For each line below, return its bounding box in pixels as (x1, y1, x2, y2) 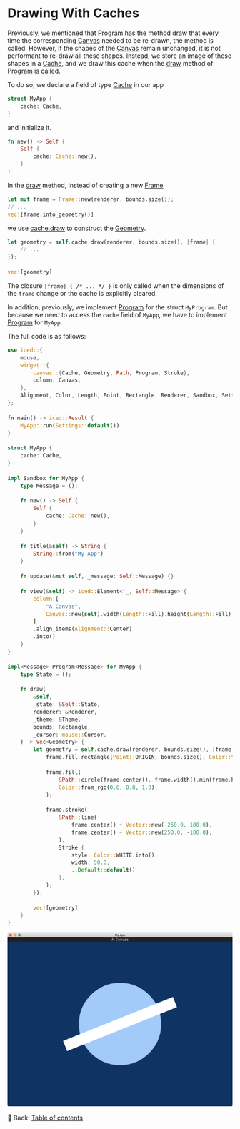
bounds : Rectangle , (33, 723, 91, 730)
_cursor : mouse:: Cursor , (33, 731, 107, 738)
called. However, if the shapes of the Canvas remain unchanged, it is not (7, 44, 221, 52)
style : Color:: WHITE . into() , (71, 852, 159, 859)
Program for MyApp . (7, 318, 63, 327)
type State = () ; (20, 670, 72, 678)
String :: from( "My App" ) (33, 550, 104, 557)
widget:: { (20, 362, 50, 369)
